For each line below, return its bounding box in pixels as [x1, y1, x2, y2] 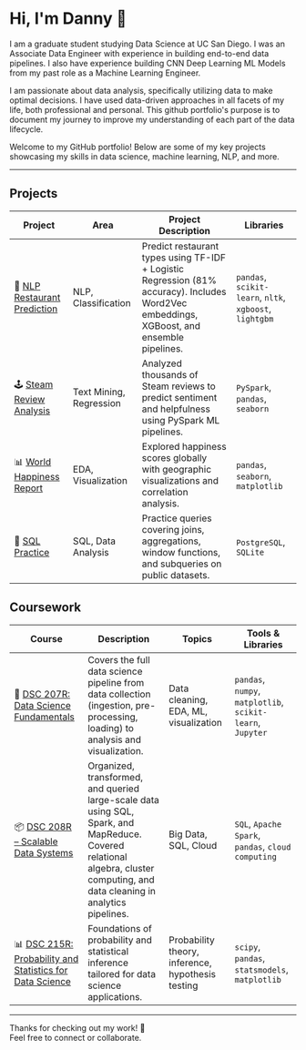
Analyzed [141, 357, 182, 370]
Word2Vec [141, 296, 188, 309]
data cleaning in [87, 884, 157, 897]
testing [168, 979, 199, 992]
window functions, [141, 545, 221, 558]
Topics [181, 632, 212, 645]
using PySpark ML [141, 413, 220, 426]
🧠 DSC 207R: [14, 688, 71, 700]
